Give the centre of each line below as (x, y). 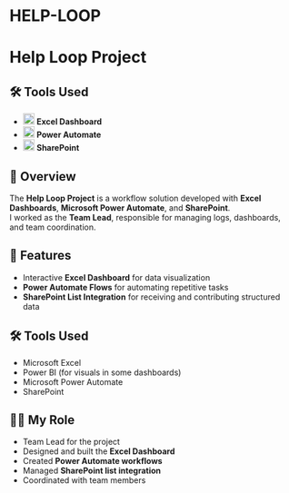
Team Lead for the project (71, 442)
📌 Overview (43, 177)
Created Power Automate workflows (92, 461)
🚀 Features (40, 256)
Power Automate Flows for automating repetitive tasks (125, 287)
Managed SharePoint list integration (92, 471)
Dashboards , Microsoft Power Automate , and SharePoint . (120, 208)
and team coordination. (53, 227)
